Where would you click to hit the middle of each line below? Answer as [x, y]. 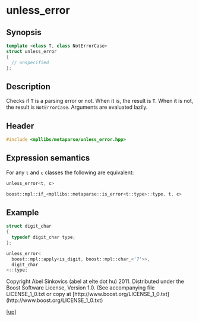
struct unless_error [32, 51]
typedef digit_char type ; [44, 237]
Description [28, 86]
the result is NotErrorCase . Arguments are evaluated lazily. [77, 107]
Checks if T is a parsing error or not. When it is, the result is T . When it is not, [100, 101]
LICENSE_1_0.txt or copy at [39, 294]
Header [20, 126]
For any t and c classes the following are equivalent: [70, 172]
